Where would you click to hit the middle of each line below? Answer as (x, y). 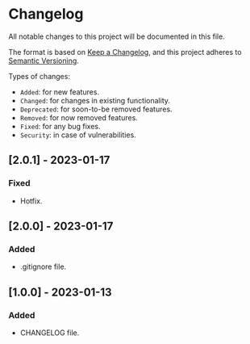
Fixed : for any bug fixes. (60, 126)
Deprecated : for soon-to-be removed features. (96, 109)
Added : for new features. (59, 92)
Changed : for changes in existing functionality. (95, 100)
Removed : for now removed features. (79, 117)
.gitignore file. (43, 266)
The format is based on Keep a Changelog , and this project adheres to (125, 52)
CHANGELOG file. (50, 333)
